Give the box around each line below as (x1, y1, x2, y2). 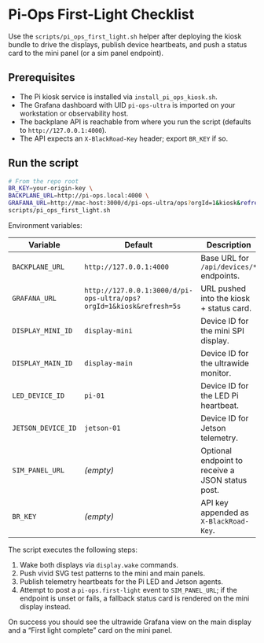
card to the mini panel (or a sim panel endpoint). (8, 48, 163, 57)
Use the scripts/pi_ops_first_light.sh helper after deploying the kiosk (8, 31, 242, 41)
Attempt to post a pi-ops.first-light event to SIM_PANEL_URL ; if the (19, 585, 237, 594)
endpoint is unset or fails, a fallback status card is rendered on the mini (19, 593, 250, 603)
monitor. (200, 367, 232, 378)
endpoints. (200, 270, 240, 281)
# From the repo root (8, 177, 79, 186)
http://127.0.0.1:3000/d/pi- (83, 285, 193, 295)
